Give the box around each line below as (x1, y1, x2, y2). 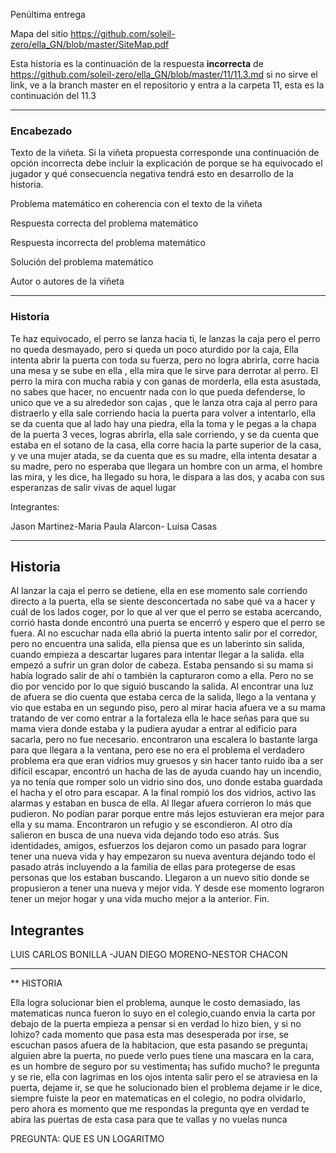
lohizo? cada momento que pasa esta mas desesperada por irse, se (10, 1029, 289, 1041)
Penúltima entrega (10, 9, 86, 20)
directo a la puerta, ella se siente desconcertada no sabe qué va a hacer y (10, 595, 316, 608)
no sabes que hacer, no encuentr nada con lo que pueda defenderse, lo (10, 385, 306, 398)
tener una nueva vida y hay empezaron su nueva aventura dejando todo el (10, 850, 316, 863)
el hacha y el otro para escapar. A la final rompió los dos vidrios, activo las (10, 787, 317, 799)
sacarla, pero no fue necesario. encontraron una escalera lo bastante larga (10, 734, 318, 746)
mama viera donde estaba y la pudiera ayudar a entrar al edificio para (10, 723, 298, 735)
